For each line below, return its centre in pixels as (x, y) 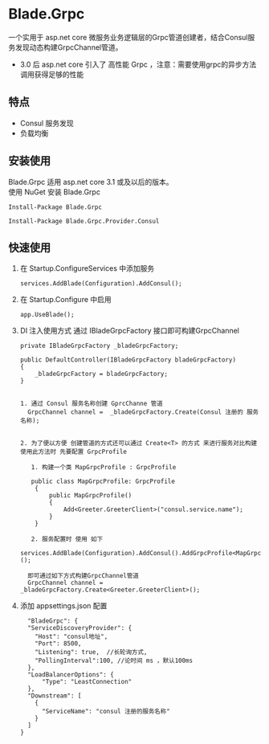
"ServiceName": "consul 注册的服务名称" (106, 712)
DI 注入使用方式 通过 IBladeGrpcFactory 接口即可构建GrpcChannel (129, 331)
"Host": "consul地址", (71, 637)
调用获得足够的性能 (52, 74)
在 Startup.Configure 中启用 (66, 300)
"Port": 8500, (58, 644)
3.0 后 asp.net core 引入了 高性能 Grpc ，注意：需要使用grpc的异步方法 (138, 64)
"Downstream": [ (55, 696)
